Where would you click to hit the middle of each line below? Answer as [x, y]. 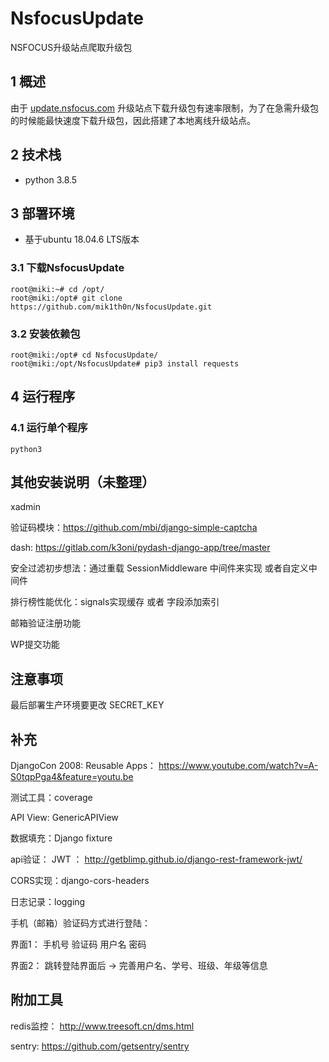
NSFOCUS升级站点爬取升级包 [71, 47]
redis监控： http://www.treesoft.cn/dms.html [102, 1026]
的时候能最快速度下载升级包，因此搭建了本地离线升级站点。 [133, 120]
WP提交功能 [35, 644]
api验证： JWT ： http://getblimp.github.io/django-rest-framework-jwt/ [156, 859]
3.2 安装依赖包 [45, 334]
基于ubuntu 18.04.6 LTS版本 [82, 239]
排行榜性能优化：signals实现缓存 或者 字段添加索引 [115, 602]
